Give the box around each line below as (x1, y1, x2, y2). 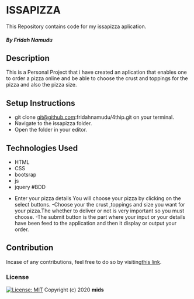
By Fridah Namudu (6, 36, 53, 43)
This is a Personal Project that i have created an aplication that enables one (6, 68, 187, 76)
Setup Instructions (6, 98, 75, 108)
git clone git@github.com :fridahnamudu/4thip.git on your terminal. (14, 114, 174, 121)
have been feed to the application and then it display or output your (14, 219, 177, 226)
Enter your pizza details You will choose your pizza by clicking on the (14, 194, 181, 202)
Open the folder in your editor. (14, 126, 88, 133)
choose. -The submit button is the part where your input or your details (14, 213, 186, 220)
